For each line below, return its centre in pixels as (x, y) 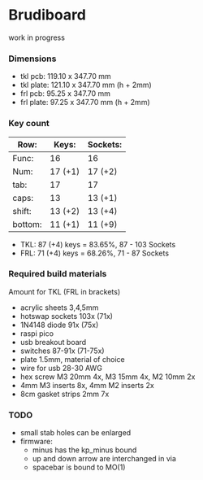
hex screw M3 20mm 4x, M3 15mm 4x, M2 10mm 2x (108, 377)
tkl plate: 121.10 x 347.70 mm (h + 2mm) (86, 85)
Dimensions (32, 59)
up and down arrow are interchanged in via (104, 459)
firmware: (36, 442)
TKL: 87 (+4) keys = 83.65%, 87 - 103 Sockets (98, 244)
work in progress (37, 37)
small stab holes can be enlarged (76, 433)
